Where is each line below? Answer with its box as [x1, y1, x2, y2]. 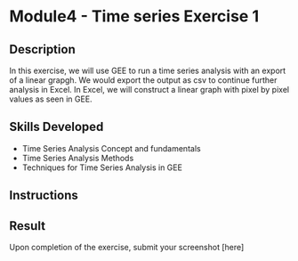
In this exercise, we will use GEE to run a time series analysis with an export [9, 65, 286, 76]
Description [9, 42, 76, 57]
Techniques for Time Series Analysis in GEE [21, 162, 182, 173]
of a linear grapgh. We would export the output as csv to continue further [9, 75, 278, 86]
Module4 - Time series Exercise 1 [9, 6, 260, 27]
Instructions [9, 188, 78, 203]
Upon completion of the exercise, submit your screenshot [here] [9, 242, 245, 253]
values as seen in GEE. [9, 94, 93, 104]
